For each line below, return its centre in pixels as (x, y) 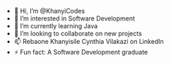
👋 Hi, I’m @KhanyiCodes (49, 11)
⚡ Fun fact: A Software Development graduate (81, 52)
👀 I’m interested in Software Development (75, 18)
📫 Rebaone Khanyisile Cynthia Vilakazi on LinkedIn (89, 41)
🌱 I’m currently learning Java (56, 26)
